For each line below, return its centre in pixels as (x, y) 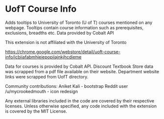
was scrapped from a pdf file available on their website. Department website (82, 71)
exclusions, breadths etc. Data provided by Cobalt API (59, 33)
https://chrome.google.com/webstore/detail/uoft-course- (63, 52)
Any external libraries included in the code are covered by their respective (80, 100)
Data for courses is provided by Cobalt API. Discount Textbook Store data (79, 66)
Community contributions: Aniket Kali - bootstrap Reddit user (67, 86)
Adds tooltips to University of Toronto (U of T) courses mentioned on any (79, 22)
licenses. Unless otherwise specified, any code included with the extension (81, 106)
